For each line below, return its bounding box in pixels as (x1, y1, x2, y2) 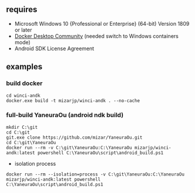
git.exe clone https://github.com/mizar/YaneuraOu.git (6, 134, 143, 141)
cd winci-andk (6, 93, 41, 99)
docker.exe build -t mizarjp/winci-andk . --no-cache (6, 97, 141, 104)
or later (14, 26, 32, 33)
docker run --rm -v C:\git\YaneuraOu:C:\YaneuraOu (6, 145, 132, 150)
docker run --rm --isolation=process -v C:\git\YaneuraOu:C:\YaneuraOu (6, 171, 184, 177)
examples (6, 62, 43, 72)
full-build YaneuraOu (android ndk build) (6, 111, 124, 119)
